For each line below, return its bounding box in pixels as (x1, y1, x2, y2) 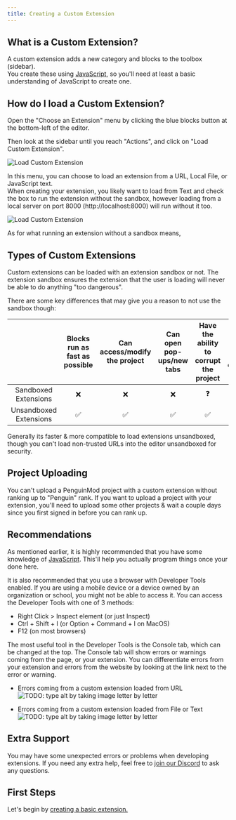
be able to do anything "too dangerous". (7, 283, 123, 291)
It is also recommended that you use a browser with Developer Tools (7, 576, 206, 584)
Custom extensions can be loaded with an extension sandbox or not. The (7, 268, 219, 277)
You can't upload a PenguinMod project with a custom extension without (7, 486, 218, 494)
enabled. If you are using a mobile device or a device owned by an (7, 583, 199, 592)
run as (67, 343, 90, 352)
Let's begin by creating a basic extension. (7, 805, 129, 814)
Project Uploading (7, 468, 88, 480)
